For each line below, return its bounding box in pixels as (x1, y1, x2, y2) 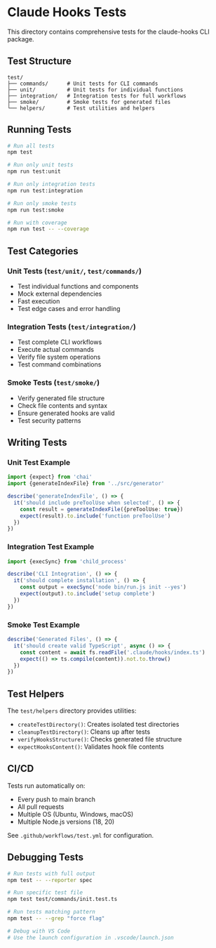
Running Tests (7, 124, 72, 136)
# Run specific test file (7, 889, 83, 896)
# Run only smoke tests (7, 199, 77, 207)
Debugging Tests (7, 851, 84, 864)
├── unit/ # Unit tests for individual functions (7, 86, 184, 93)
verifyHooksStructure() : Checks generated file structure (17, 735, 182, 744)
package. (7, 34, 34, 43)
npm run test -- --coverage (7, 225, 90, 232)
